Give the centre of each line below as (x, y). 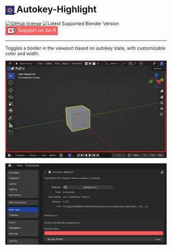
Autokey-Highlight (56, 9)
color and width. (23, 53)
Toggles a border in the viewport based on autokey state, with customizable (85, 48)
